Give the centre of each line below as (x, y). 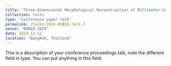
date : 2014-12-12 (24, 34)
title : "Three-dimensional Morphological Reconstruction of (70, 10)
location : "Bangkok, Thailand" (38, 39)
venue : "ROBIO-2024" (27, 29)
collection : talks (25, 15)
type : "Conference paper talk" (38, 19)
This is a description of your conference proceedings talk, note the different (85, 53)
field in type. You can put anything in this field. (54, 58)
